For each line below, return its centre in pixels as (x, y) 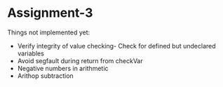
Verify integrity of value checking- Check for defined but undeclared (116, 46)
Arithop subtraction (45, 76)
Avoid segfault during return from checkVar (80, 60)
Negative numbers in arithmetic (63, 68)
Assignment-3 (50, 13)
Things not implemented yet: (49, 32)
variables (31, 53)
